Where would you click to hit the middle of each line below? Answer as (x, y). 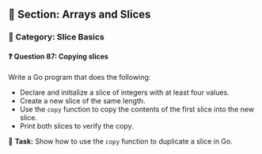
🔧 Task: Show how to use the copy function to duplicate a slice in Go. (121, 141)
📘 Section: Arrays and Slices (80, 15)
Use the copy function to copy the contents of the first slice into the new (137, 109)
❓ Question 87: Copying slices (59, 56)
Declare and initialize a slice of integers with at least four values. (124, 92)
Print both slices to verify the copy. (76, 126)
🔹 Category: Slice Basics (56, 37)
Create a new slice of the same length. (82, 100)
